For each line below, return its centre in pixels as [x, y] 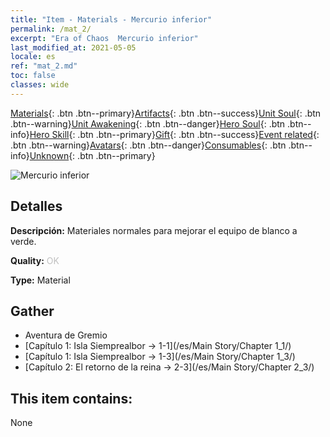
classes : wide [40, 85]
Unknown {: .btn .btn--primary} [92, 155]
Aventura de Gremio [66, 335]
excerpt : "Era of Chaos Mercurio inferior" [104, 38]
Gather [32, 311]
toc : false [33, 76]
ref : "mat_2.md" [44, 66]
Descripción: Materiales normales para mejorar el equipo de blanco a [154, 230]
